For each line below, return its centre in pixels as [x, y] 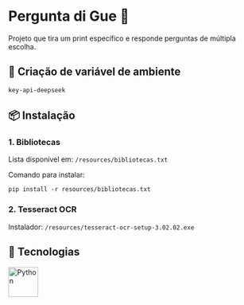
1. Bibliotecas [35, 143]
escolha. [22, 46]
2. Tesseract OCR [43, 209]
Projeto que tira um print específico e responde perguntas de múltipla [122, 38]
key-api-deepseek [37, 90]
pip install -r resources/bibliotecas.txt [79, 190]
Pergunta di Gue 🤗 [69, 16]
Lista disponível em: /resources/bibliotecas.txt [88, 159]
